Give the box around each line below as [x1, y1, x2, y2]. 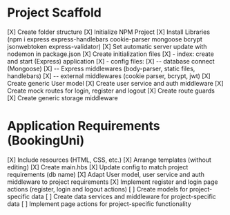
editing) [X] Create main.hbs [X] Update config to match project [7, 162, 189, 171]
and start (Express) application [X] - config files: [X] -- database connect [7, 57, 215, 65]
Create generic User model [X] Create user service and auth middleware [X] [7, 79, 224, 87]
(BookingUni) [7, 133, 85, 149]
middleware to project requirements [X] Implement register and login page [7, 178, 218, 186]
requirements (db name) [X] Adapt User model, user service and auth [7, 170, 205, 178]
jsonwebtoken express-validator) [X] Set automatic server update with [7, 42, 207, 50]
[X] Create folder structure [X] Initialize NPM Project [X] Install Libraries [7, 28, 211, 36]
